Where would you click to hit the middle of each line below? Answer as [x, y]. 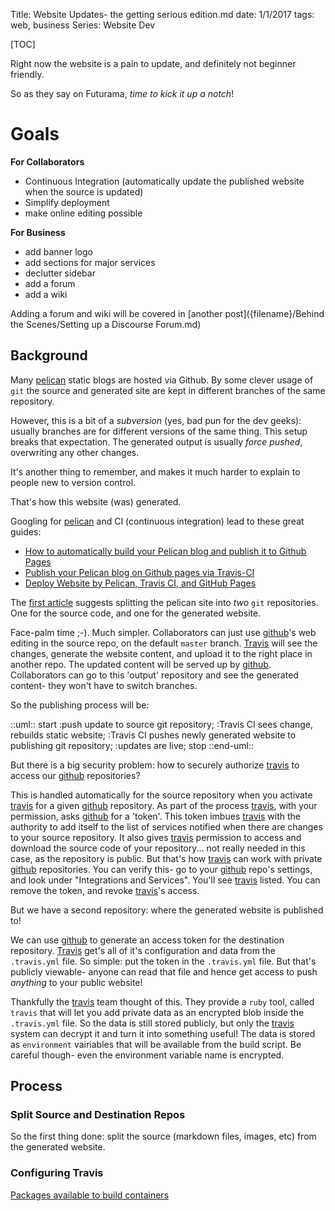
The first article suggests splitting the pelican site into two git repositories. [164, 602]
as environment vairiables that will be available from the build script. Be [156, 1044]
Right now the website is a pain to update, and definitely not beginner [153, 63]
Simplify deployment [67, 202]
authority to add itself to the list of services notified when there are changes [166, 826]
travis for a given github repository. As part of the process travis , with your [164, 805]
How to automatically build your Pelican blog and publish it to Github [165, 551]
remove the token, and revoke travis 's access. [105, 890]
